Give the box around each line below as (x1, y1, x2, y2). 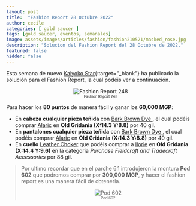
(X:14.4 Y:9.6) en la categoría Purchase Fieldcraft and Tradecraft (14, 147, 177, 154)
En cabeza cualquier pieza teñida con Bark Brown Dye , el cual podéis (14, 115, 190, 122)
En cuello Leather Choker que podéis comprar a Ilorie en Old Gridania (14, 140, 189, 147)
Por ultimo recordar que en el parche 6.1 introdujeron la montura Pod (20, 165, 191, 172)
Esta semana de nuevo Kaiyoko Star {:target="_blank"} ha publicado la (6, 69, 179, 77)
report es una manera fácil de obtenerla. (20, 177, 121, 184)
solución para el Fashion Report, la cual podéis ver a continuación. (6, 76, 170, 83)
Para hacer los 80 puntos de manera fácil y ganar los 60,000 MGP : (6, 103, 174, 111)
